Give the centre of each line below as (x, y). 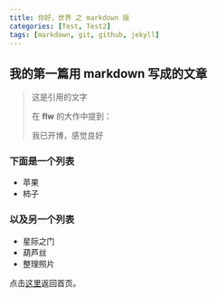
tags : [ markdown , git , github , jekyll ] (85, 34)
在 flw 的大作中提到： (71, 116)
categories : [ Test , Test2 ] (60, 26)
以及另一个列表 (42, 220)
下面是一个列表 (42, 161)
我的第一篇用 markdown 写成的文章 (108, 73)
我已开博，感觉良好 (67, 136)
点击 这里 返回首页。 (45, 283)
